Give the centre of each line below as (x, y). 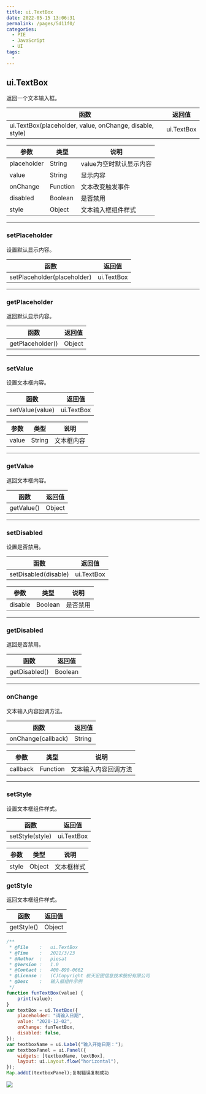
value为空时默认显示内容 (116, 164)
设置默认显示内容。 (31, 249)
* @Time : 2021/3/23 (42, 953)
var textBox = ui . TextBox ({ (42, 1010)
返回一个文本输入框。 (33, 98)
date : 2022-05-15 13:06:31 (41, 18)
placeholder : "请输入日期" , (51, 1016)
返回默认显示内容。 (31, 316)
